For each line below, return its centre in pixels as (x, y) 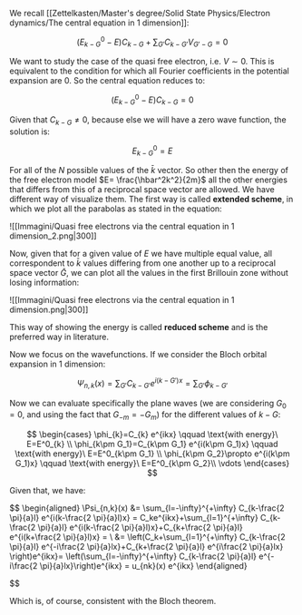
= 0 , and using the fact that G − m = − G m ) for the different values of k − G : (145, 416)
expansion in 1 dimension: (58, 364)
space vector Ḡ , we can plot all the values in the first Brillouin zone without (149, 273)
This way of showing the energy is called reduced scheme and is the (139, 327)
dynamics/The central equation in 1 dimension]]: (99, 23)
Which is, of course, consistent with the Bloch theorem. (113, 601)
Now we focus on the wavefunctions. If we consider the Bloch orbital (138, 355)
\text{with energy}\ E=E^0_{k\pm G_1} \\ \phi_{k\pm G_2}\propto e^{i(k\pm (152, 454)
